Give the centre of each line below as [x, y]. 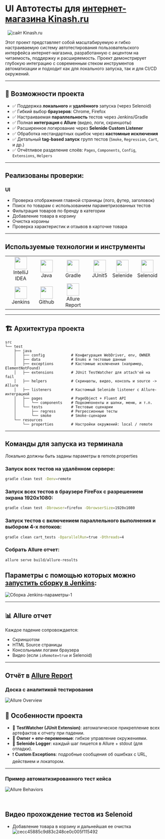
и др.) [18, 145]
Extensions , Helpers [32, 155]
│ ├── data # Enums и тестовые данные [70, 360]
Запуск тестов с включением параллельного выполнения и [81, 521]
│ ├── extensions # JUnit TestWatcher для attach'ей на [82, 373]
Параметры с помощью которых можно [70, 575]
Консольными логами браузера [46, 650]
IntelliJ [21, 272]
